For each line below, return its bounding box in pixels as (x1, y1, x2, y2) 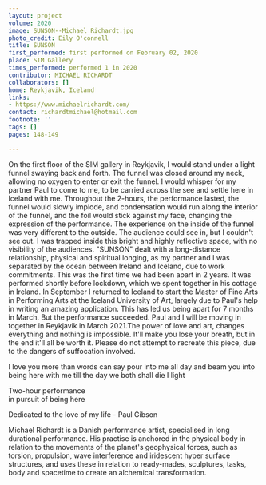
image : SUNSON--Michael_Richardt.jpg (8, 26, 134, 34)
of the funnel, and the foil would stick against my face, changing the (8, 210, 232, 220)
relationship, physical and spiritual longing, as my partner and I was (8, 252, 230, 262)
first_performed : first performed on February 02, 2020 (8, 49, 198, 57)
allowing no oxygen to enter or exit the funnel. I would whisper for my (8, 177, 237, 186)
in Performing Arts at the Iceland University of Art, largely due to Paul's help (8, 295, 258, 304)
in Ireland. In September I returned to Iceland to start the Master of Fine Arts (8, 287, 258, 296)
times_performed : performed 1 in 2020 (8, 64, 137, 72)
